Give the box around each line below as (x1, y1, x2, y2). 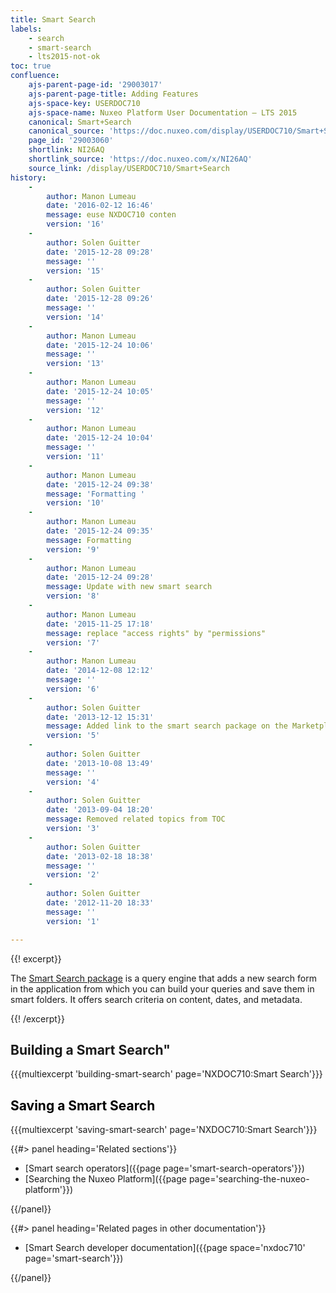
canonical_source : (28, 126, 105, 136)
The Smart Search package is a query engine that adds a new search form (10, 972, 318, 984)
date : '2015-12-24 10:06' (46, 340, 155, 350)
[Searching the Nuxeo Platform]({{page (24, 1173, 187, 1185)
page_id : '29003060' (28, 136, 114, 146)
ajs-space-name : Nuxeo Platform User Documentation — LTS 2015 (28, 107, 298, 118)
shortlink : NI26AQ (28, 145, 105, 155)
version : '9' (46, 544, 101, 555)
